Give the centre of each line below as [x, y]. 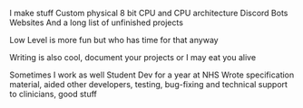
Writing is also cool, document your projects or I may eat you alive [133, 57]
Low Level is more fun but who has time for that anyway [114, 40]
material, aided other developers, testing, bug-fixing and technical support [149, 84]
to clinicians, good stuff [54, 94]
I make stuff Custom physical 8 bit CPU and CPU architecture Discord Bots [149, 13]
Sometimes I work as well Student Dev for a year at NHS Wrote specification [152, 75]
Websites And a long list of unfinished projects [97, 22]
